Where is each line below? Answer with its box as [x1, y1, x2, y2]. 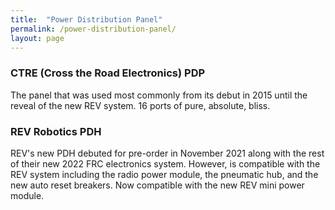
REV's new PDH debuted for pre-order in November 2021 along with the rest [10, 147, 325, 159]
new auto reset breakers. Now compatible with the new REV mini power [10, 179, 305, 191]
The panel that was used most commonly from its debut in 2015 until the [10, 89, 308, 101]
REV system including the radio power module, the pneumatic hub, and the [10, 168, 319, 180]
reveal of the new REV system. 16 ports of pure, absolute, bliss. [10, 99, 271, 111]
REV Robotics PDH [10, 124, 102, 138]
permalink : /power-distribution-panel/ [10, 24, 177, 34]
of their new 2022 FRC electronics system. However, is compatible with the [10, 157, 321, 170]
